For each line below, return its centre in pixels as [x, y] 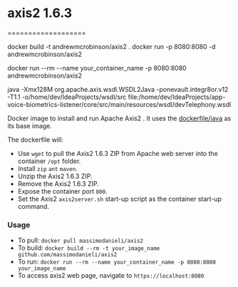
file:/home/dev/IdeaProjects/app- [177, 97]
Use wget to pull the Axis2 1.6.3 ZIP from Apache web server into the [118, 153]
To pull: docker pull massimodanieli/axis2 [81, 241]
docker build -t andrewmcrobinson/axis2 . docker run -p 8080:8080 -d [112, 46]
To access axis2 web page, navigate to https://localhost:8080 [111, 276]
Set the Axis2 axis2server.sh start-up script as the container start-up [120, 199]
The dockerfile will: [36, 140]
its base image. [30, 125]
